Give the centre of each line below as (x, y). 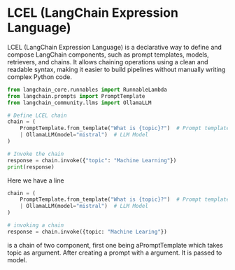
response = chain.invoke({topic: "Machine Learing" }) (87, 232)
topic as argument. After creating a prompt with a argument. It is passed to (115, 253)
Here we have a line (36, 180)
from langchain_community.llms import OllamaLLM (79, 103)
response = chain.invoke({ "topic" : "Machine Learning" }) (92, 160)
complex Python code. (40, 77)
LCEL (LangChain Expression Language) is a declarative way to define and (115, 47)
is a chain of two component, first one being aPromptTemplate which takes (115, 245)
